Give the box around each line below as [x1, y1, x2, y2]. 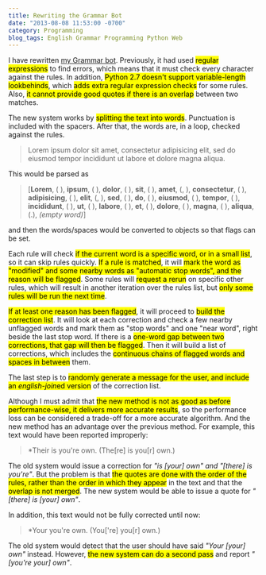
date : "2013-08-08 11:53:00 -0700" [8, 19, 126, 27]
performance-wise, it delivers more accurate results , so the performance [8, 405, 248, 415]
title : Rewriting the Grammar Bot [8, 11, 123, 20]
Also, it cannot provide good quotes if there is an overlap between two [8, 89, 239, 99]
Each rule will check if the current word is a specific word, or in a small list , [8, 249, 253, 259]
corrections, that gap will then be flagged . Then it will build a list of [8, 341, 226, 350]
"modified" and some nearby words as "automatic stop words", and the [8, 266, 242, 276]
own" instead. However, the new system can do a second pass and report [8, 550, 250, 559]
